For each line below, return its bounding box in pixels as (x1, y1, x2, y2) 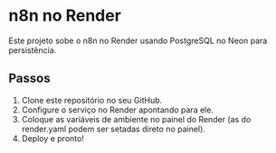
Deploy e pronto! (21, 132, 85, 144)
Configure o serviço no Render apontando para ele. (21, 104, 214, 115)
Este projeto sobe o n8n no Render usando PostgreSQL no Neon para (8, 35, 268, 46)
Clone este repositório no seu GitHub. (21, 94, 163, 105)
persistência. (8, 44, 57, 55)
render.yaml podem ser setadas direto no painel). (21, 123, 205, 134)
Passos (8, 71, 51, 86)
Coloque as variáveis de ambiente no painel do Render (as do (21, 113, 252, 124)
